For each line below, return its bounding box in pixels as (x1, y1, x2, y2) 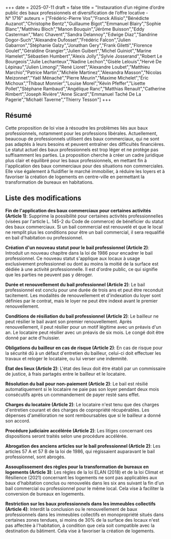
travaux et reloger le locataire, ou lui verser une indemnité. (5, 355, 128, 361)
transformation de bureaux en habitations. (5, 179, 94, 185)
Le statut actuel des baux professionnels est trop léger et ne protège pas (5, 146, 159, 153)
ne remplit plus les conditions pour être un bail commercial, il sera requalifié (5, 229, 165, 235)
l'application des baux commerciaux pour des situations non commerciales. (5, 163, 164, 169)
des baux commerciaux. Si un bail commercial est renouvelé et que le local (5, 224, 163, 230)
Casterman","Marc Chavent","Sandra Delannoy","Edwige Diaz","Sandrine (5, 32, 158, 37)
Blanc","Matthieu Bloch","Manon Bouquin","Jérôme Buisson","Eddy (5, 26, 144, 32)
